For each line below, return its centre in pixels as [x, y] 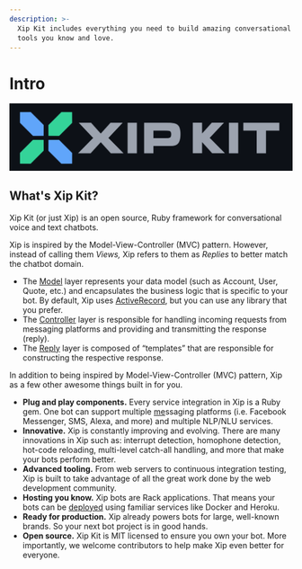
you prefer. [43, 309]
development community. [69, 488]
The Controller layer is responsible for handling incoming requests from [155, 319]
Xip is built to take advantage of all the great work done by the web [147, 478]
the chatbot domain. [46, 263]
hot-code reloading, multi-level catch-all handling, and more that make [153, 449]
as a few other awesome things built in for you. [96, 384]
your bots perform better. [69, 459]
